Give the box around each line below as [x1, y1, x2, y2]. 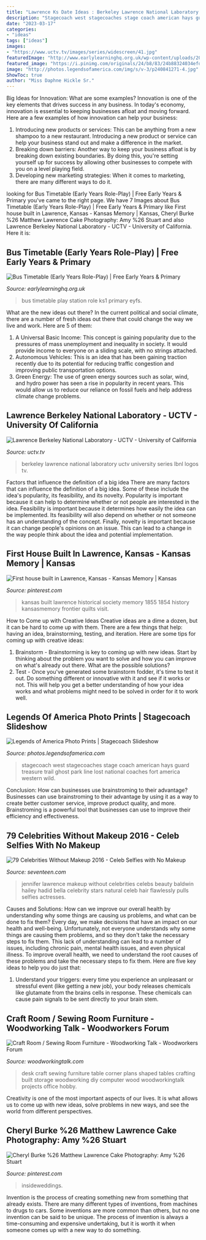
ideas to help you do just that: [6, 964, 82, 971]
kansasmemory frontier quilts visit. [21, 605, 109, 612]
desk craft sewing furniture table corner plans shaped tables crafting [21, 1070, 196, 1076]
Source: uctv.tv [6, 448, 45, 456]
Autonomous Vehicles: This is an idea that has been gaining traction [15, 353, 187, 360]
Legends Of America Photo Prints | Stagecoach [6, 711, 191, 722]
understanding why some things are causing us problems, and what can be [6, 912, 197, 919]
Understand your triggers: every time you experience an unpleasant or [15, 976, 194, 984]
